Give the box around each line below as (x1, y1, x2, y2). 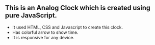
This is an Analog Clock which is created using (5, 4, 151, 12)
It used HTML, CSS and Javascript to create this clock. (12, 24, 123, 30)
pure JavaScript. (5, 12, 57, 20)
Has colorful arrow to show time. (12, 29, 78, 35)
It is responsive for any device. (12, 34, 75, 40)
